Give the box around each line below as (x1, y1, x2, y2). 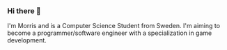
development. (7, 36, 47, 45)
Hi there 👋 (7, 6, 42, 16)
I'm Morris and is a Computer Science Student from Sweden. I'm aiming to (7, 22, 221, 30)
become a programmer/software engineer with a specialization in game (7, 29, 212, 37)
